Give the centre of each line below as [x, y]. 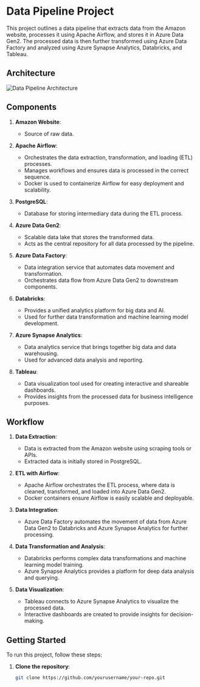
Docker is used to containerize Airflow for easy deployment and [104, 183]
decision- [182, 614]
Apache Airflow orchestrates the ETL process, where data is [99, 485]
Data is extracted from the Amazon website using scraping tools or [108, 448]
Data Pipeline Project [60, 11]
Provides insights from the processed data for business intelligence [109, 396]
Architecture [31, 74]
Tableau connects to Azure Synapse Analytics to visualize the [101, 602]
